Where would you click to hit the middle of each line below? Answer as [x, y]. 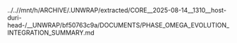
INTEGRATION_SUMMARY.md [51, 32]
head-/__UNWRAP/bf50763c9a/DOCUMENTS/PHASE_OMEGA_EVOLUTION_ [119, 25]
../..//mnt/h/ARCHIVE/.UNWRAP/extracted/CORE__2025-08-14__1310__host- [117, 10]
